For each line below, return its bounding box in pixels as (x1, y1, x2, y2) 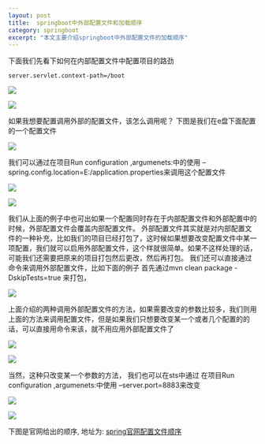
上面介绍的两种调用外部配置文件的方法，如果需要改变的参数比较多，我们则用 (8, 304, 257, 314)
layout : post (8, 11, 51, 20)
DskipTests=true (8, 273, 62, 282)
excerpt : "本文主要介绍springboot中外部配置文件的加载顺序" (8, 33, 188, 42)
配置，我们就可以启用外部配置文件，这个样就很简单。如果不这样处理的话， (14, 244, 257, 253)
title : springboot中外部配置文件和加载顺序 (8, 19, 143, 27)
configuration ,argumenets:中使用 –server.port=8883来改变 (8, 380, 201, 390)
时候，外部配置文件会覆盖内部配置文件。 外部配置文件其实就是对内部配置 (8, 224, 245, 233)
